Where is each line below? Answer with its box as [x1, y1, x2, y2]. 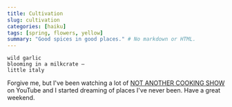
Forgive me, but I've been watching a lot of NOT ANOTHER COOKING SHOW [7, 79, 225, 87]
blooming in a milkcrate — [7, 61, 85, 68]
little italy [7, 67, 45, 74]
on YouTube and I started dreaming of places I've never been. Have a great [7, 86, 221, 95]
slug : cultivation [7, 17, 60, 23]
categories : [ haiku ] [7, 23, 67, 30]
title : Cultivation [7, 10, 64, 17]
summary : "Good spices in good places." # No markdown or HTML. [7, 36, 196, 43]
